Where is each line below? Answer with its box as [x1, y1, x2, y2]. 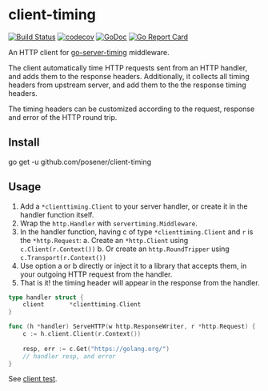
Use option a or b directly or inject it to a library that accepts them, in [19, 261, 247, 270]
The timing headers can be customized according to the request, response [8, 104, 255, 114]
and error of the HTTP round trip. [8, 112, 118, 122]
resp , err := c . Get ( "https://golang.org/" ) [22, 345, 170, 353]
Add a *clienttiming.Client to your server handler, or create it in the [19, 201, 248, 211]
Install [8, 136, 40, 150]
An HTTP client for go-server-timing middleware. [8, 47, 170, 57]
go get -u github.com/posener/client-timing [8, 157, 152, 166]
